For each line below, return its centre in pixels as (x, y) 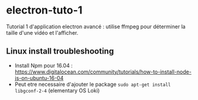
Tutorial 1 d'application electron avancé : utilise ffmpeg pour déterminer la (96, 26)
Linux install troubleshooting (60, 51)
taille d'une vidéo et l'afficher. (42, 32)
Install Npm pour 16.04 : (43, 65)
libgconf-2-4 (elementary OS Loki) (57, 90)
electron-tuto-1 (44, 10)
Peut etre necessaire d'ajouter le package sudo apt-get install (93, 84)
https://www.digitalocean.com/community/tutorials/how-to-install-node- (103, 72)
